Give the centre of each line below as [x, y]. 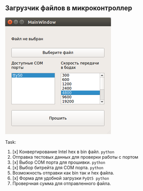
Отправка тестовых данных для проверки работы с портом [75, 157]
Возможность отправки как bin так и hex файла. [63, 173]
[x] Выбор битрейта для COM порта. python [58, 167]
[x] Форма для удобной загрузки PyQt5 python [61, 178]
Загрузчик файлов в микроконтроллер [69, 8]
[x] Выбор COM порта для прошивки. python [59, 162]
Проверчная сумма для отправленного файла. [62, 183]
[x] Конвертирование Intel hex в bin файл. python [63, 152]
